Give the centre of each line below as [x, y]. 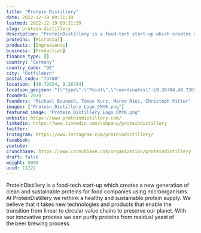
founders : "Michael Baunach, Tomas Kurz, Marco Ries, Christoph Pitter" [99, 101]
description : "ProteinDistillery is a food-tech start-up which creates [99, 34]
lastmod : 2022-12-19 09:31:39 [44, 23]
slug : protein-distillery [38, 29]
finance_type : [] [28, 56]
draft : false [22, 157]
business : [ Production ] [36, 51]
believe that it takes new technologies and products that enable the [89, 204]
